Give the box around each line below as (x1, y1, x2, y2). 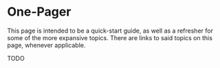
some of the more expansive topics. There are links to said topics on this (7, 33, 213, 41)
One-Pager (7, 4, 71, 20)
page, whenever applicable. (7, 41, 86, 49)
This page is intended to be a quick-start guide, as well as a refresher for (7, 27, 213, 35)
